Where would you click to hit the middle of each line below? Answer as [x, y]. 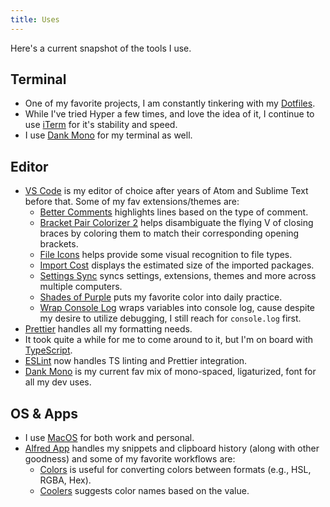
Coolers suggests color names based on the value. [144, 491]
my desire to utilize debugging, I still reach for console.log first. [170, 318]
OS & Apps [44, 413]
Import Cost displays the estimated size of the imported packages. [177, 265]
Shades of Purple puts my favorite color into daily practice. [161, 297]
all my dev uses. [58, 382]
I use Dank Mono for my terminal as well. [108, 135]
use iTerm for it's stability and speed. [101, 125]
